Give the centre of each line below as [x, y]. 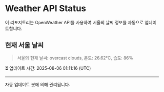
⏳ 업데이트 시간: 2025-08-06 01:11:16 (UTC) [48, 68]
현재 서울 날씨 [24, 45]
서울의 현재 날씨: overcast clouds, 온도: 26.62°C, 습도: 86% [75, 58]
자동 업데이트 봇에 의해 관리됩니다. [38, 84]
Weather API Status [46, 8]
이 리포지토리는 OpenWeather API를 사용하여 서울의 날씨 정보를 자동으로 [74, 22]
